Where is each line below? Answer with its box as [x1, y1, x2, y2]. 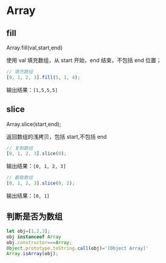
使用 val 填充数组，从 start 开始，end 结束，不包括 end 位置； [6, 57, 162, 64]
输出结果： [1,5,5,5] [6, 86, 58, 93]
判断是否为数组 [6, 211, 63, 222]
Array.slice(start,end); [6, 120, 62, 128]
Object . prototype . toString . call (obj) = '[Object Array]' [6, 245, 149, 251]
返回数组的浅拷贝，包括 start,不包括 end [6, 133, 107, 140]
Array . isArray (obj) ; [6, 251, 59, 257]
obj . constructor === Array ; [6, 239, 72, 245]
